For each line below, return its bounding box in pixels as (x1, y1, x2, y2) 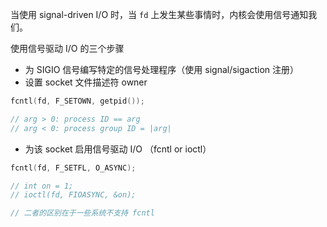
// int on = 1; (10, 181, 74, 191)
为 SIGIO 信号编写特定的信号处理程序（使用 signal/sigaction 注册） (24, 64, 299, 75)
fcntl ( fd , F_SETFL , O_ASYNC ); (10, 163, 137, 173)
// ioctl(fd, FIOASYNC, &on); (10, 190, 137, 200)
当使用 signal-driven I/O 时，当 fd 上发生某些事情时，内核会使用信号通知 (10, 9, 309, 20)
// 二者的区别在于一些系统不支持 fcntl (10, 208, 155, 218)
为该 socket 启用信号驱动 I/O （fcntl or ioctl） (24, 143, 212, 155)
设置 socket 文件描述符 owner (24, 76, 148, 88)
